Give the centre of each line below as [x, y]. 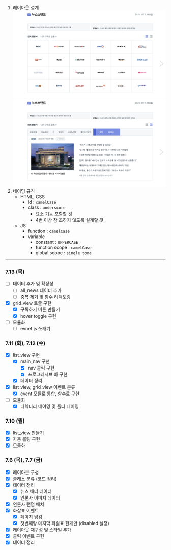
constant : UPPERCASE [57, 242]
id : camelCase [42, 202]
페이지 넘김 [31, 517]
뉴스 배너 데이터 [36, 491]
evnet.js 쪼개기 [35, 328]
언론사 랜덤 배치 [28, 504]
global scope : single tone [63, 253]
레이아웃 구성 [26, 472]
